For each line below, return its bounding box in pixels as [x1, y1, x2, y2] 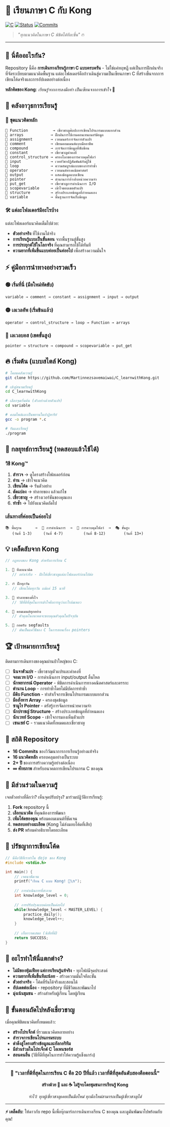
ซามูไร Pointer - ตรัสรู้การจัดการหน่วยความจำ [12, 703, 92, 709]
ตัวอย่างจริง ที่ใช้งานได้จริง [12, 230, 56, 236]
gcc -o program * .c [5, 417, 47, 422]
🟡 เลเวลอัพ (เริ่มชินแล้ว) [5, 306, 54, 314]
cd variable [5, 403, 30, 408]
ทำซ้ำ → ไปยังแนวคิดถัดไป [12, 500, 57, 506]
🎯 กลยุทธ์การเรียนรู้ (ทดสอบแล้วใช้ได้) [5, 445, 100, 453]
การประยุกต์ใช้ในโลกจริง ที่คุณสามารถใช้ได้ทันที [12, 242, 91, 248]
